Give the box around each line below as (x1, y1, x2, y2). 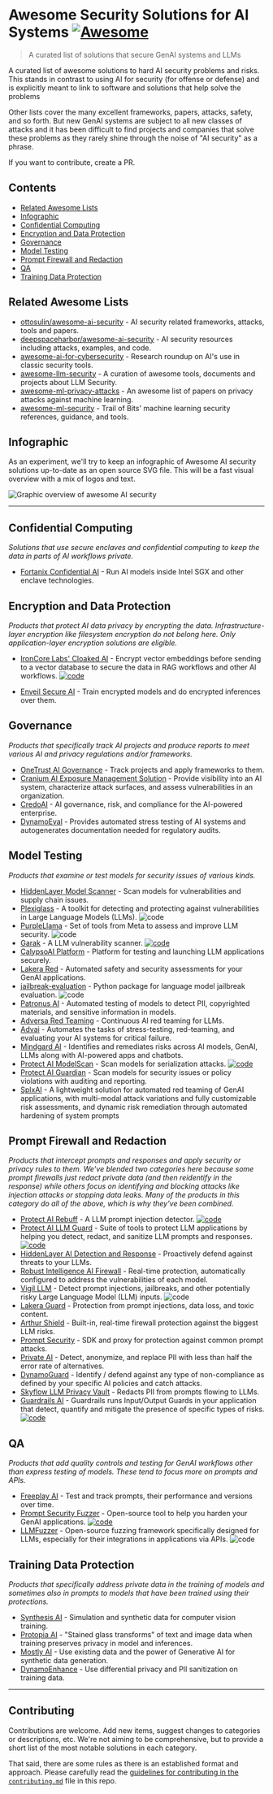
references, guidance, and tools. (19, 412, 129, 422)
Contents (8, 181, 57, 195)
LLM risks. (19, 1327, 55, 1337)
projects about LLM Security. (19, 377, 118, 387)
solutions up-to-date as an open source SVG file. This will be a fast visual (8, 466, 254, 475)
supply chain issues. (19, 895, 89, 904)
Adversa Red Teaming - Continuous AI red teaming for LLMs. (19, 1016, 225, 1025)
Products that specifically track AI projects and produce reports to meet (8, 740, 250, 750)
